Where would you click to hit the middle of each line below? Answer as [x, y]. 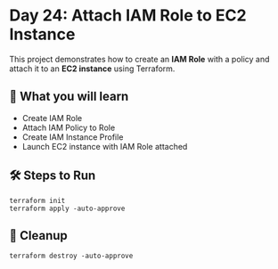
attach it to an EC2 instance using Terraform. [92, 69]
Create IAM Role [52, 118]
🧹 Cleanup [39, 236]
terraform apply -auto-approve [67, 208]
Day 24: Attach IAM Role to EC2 [128, 16]
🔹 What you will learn [69, 97]
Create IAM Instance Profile [73, 137]
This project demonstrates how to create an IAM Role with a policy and [139, 59]
